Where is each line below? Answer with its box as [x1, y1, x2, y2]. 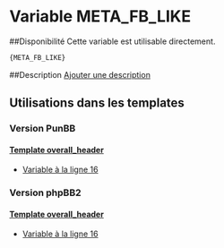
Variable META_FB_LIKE [9, 6, 191, 27]
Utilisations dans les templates [9, 96, 185, 111]
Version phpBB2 [9, 186, 82, 199]
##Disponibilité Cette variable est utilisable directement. [9, 36, 216, 47]
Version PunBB [9, 123, 76, 135]
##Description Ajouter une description [9, 69, 151, 80]
